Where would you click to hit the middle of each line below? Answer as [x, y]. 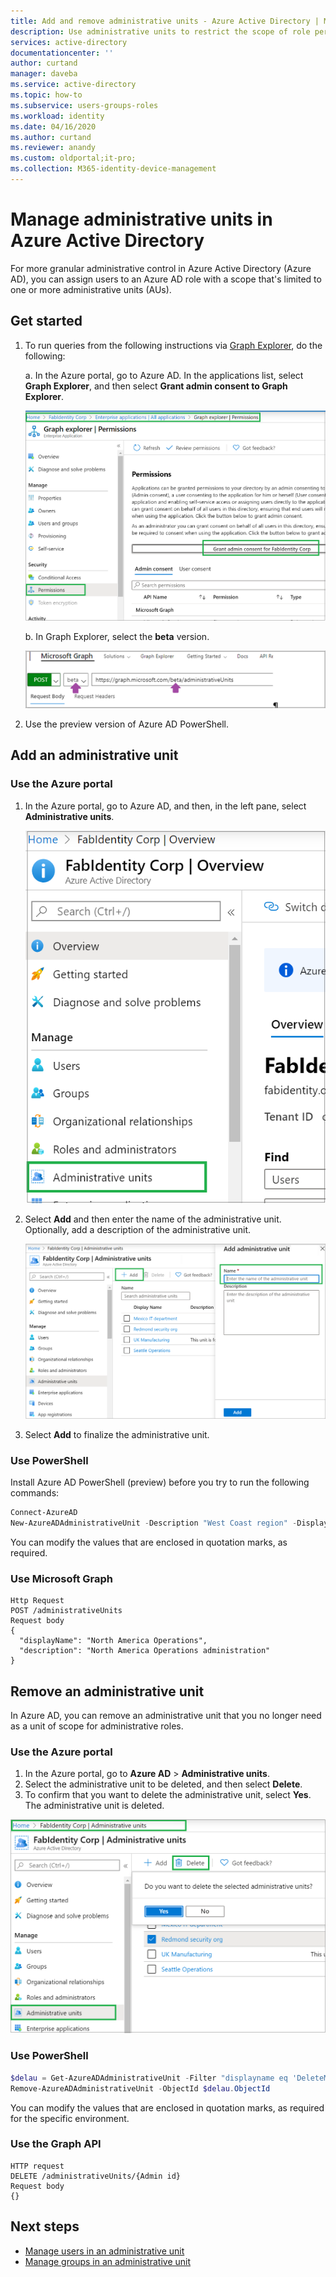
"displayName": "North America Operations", [113, 1641]
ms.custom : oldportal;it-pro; [73, 158]
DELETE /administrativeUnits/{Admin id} [96, 2176]
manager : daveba [44, 74]
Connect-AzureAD [44, 1513]
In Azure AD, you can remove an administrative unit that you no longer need [166, 1716]
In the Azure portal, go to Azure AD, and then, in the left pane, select [165, 806]
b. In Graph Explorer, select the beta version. [117, 637]
